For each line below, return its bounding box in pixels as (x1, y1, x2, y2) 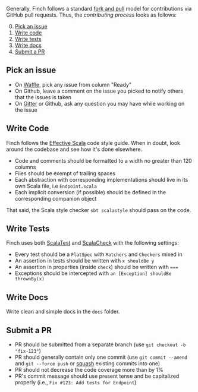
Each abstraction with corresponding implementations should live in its (14, 176, 188, 183)
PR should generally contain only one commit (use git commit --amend (14, 353, 187, 361)
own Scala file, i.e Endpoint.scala (14, 182, 97, 189)
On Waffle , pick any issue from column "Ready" (14, 81, 132, 88)
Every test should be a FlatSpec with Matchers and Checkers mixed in (14, 251, 183, 258)
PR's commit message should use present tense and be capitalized (14, 372, 180, 380)
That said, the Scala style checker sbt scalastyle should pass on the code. (6, 206, 191, 213)
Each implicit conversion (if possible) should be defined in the (14, 188, 166, 195)
